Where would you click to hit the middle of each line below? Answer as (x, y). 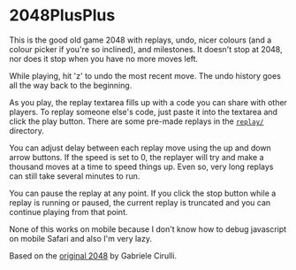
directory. (27, 130)
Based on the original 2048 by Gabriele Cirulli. (93, 255)
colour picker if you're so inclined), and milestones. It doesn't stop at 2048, (146, 49)
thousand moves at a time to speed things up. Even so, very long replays (141, 166)
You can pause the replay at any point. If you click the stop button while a (143, 193)
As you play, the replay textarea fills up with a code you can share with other (148, 102)
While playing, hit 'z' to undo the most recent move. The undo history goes (145, 75)
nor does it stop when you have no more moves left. (104, 58)
